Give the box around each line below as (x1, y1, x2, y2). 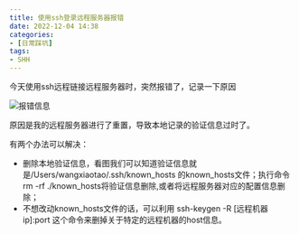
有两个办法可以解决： (9, 139, 89, 149)
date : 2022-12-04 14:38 (9, 22, 99, 31)
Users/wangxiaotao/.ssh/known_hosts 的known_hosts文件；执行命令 (33, 169, 291, 180)
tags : (9, 47, 30, 56)
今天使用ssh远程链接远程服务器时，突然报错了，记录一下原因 (9, 81, 237, 91)
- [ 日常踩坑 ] (9, 38, 53, 48)
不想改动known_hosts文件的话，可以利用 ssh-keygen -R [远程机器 (22, 203, 269, 213)
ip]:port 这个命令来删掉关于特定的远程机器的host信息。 (22, 214, 228, 225)
